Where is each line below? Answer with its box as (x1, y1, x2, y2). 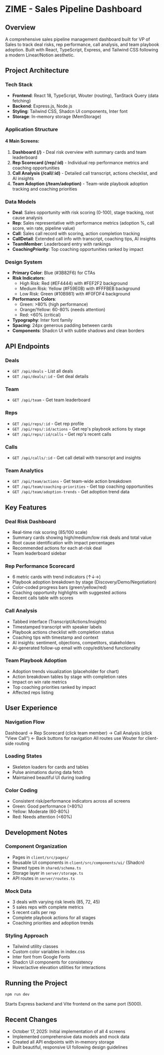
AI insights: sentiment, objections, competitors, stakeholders (12, 639, 136, 645)
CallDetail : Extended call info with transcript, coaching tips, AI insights (12, 236, 156, 242)
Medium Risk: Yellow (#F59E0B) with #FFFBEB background (19, 286, 140, 291)
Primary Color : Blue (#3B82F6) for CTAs (12, 270, 95, 276)
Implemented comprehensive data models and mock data (12, 1033, 130, 1040)
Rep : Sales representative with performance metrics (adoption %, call (12, 220, 155, 226)
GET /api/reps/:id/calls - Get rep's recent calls (12, 431, 112, 437)
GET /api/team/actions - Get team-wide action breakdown (12, 479, 132, 484)
